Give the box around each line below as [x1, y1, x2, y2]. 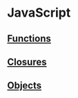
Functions [7, 33, 52, 44]
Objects [7, 80, 42, 92]
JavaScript [7, 5, 71, 21]
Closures [7, 56, 47, 67]
